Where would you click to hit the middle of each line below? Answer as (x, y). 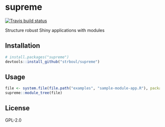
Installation (23, 46)
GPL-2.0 (14, 120)
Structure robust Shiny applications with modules (55, 30)
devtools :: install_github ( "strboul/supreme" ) (52, 62)
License (17, 108)
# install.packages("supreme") (37, 57)
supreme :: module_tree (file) (34, 93)
